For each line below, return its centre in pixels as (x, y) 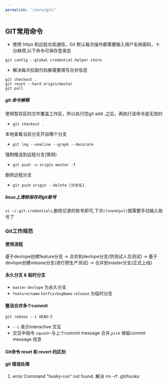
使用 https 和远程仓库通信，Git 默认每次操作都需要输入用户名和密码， (84, 44)
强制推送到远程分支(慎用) (31, 155)
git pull (14, 88)
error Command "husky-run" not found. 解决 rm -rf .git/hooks (76, 376)
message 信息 (27, 339)
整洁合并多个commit (27, 306)
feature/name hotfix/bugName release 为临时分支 (62, 293)
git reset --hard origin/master (39, 84)
